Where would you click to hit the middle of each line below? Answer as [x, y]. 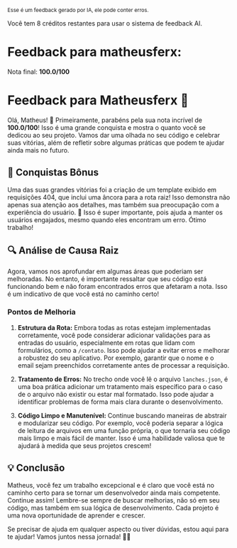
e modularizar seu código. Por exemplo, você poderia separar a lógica [120, 423]
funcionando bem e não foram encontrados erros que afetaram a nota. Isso [117, 286]
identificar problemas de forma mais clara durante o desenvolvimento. [120, 402]
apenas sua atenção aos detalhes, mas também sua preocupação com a [114, 204]
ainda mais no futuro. [38, 150]
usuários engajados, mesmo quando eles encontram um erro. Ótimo [107, 219]
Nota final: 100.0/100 [39, 72]
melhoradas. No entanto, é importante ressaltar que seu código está [107, 279]
